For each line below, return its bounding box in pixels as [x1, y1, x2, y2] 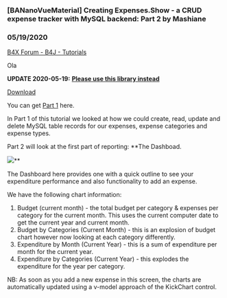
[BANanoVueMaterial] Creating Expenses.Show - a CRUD [7, 5, 202, 15]
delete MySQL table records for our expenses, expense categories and [7, 122, 208, 130]
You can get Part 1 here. [7, 102, 75, 110]
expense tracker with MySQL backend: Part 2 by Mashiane [7, 14, 207, 23]
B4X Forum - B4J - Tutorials [7, 48, 87, 56]
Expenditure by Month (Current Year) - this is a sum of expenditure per [16, 240, 217, 249]
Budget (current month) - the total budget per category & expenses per [16, 204, 219, 212]
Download [7, 88, 36, 96]
